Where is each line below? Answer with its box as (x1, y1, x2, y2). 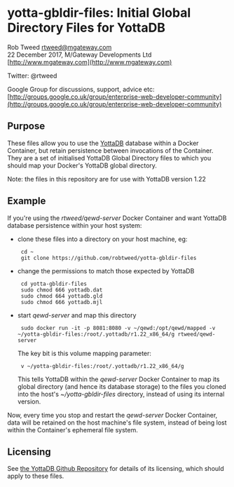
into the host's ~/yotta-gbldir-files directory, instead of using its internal (17, 390, 225, 398)
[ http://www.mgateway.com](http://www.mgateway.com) (7, 57, 172, 66)
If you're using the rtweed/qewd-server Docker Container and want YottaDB (7, 214, 227, 222)
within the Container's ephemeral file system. (7, 425, 138, 434)
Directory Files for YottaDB (7, 20, 166, 36)
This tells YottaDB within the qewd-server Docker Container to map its (17, 375, 220, 383)
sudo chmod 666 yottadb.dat (20, 286, 103, 294)
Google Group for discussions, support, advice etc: (7, 85, 155, 93)
